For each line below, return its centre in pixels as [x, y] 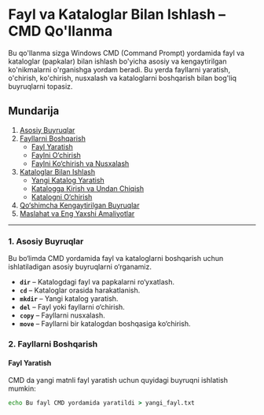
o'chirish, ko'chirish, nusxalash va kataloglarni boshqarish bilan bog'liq [123, 78]
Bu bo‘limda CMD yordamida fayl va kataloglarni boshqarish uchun [116, 259]
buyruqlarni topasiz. [40, 86]
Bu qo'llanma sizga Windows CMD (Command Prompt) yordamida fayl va [126, 53]
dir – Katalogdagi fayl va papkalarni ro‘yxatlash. [97, 282]
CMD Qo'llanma [60, 31]
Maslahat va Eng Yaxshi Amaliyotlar [77, 213]
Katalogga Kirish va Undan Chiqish [88, 188]
